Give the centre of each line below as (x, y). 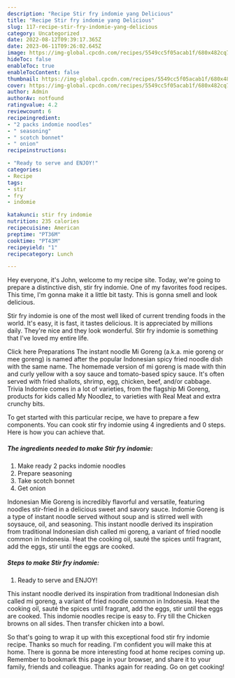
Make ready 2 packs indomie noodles (71, 466)
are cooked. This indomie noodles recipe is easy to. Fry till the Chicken (109, 616)
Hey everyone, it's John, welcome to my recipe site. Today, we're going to (114, 280)
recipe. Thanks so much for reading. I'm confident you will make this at (109, 644)
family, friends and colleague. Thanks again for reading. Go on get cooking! (116, 667)
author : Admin (28, 92)
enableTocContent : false (43, 72)
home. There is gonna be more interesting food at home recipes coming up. (116, 652)
